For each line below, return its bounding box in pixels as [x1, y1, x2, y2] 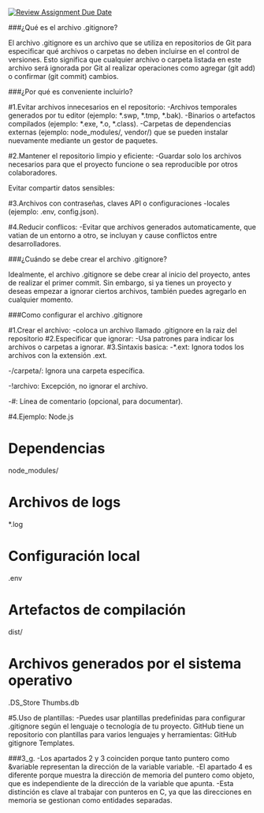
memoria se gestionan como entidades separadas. [8, 795, 173, 805]
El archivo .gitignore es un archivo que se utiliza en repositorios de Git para [8, 38, 252, 47]
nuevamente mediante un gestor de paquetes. [8, 136, 158, 145]
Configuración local [8, 548, 140, 565]
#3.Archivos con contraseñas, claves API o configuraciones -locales [8, 198, 230, 208]
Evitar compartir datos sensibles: [8, 183, 116, 193]
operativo [8, 672, 73, 689]
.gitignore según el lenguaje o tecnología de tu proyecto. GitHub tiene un [8, 721, 244, 731]
